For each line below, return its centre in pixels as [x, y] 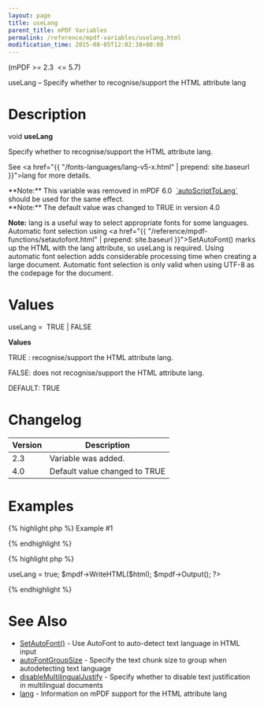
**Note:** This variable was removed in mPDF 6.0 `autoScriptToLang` [123, 191]
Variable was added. [87, 458]
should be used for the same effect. [66, 199]
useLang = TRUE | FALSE [50, 327]
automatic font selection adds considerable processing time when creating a [132, 257]
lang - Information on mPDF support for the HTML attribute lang [123, 693]
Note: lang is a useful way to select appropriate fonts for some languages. [129, 223]
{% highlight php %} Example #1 [61, 528]
